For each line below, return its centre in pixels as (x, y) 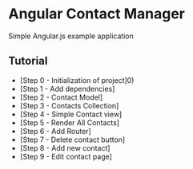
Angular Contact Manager (97, 14)
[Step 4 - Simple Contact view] (71, 114)
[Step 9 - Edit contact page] (66, 156)
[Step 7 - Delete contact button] (72, 140)
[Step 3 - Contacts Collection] (69, 105)
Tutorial (28, 61)
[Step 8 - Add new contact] (65, 147)
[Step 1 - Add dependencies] (67, 88)
